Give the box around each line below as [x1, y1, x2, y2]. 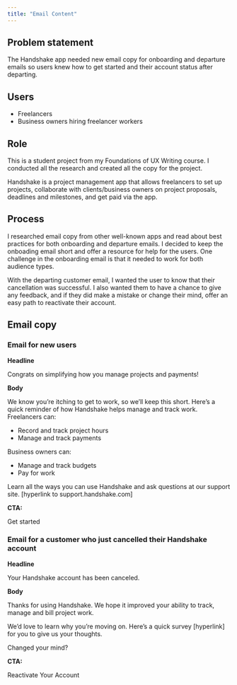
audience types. [7, 262, 54, 270]
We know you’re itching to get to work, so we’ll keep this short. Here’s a [7, 397, 216, 405]
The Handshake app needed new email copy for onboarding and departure [7, 55, 226, 64]
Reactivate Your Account [7, 670, 80, 679]
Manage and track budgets [17, 461, 97, 469]
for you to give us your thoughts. [7, 629, 103, 638]
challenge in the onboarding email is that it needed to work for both [7, 254, 204, 263]
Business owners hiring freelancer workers [17, 117, 143, 126]
